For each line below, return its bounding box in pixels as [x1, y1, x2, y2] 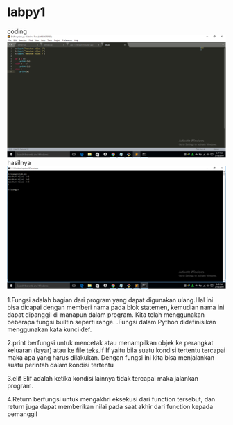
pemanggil [7, 410, 38, 418]
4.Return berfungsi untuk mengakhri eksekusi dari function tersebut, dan [7, 394, 216, 403]
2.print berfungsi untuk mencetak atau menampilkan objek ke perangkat [7, 338, 214, 347]
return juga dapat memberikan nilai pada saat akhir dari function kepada [7, 402, 214, 410]
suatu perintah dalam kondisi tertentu [7, 361, 114, 369]
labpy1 [7, 4, 46, 20]
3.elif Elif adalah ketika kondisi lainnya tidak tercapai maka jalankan [7, 374, 199, 382]
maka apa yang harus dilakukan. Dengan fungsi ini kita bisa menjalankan [7, 353, 215, 361]
